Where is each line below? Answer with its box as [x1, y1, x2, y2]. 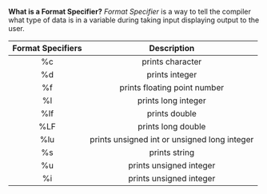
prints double [146, 108, 197, 119]
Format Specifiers [12, 43, 82, 53]
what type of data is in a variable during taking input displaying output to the [8, 15, 260, 25]
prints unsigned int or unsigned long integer [90, 134, 254, 145]
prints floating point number [119, 82, 225, 93]
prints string [149, 147, 194, 158]
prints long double [137, 121, 206, 132]
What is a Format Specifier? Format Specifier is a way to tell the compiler [8, 7, 252, 16]
